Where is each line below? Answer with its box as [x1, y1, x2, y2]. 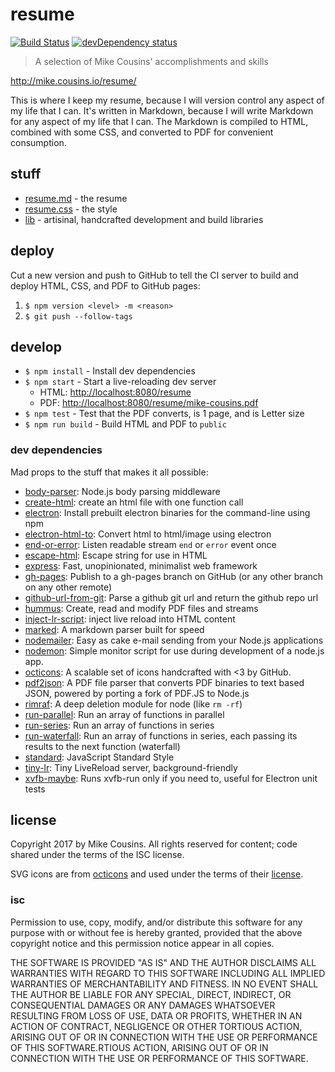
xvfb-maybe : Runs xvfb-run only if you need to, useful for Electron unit [24, 772, 318, 784]
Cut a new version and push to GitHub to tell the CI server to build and [10, 269, 299, 281]
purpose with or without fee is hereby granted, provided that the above [10, 926, 303, 938]
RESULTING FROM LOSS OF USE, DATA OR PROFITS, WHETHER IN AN [10, 1009, 303, 1022]
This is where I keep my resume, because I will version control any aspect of [10, 94, 325, 106]
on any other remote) [24, 581, 113, 593]
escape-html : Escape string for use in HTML [24, 549, 208, 561]
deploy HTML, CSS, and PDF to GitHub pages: [10, 279, 201, 292]
